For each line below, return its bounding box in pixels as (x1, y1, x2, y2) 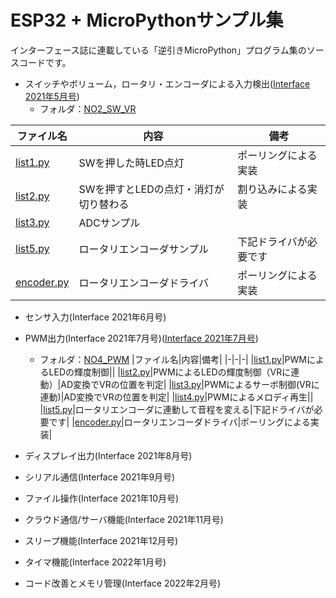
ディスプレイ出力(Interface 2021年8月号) (24, 449, 193, 461)
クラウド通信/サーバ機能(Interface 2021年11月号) (24, 513, 224, 525)
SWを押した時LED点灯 (78, 156, 185, 170)
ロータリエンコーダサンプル (78, 242, 209, 256)
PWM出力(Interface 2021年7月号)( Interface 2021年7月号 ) (24, 332, 259, 344)
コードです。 (18, 56, 72, 68)
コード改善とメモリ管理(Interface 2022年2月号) (24, 577, 222, 589)
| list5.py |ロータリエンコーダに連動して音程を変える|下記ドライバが (39, 403, 315, 415)
